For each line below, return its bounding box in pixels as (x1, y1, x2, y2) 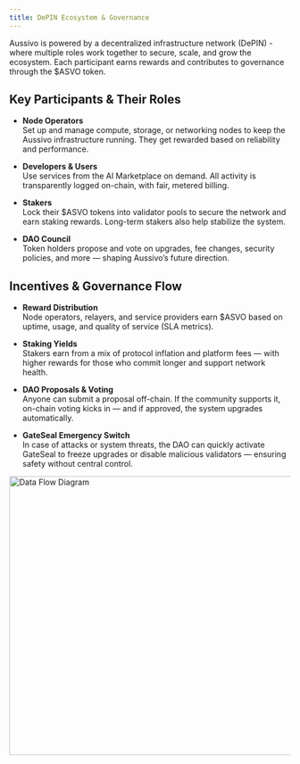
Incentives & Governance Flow (9, 278, 183, 294)
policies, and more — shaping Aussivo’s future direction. (21, 253, 230, 263)
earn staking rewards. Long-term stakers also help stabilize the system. (21, 216, 286, 228)
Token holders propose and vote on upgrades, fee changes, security (21, 243, 275, 254)
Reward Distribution (21, 303, 98, 313)
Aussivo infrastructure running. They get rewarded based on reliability (21, 135, 280, 145)
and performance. (21, 144, 89, 154)
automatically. (21, 412, 74, 424)
